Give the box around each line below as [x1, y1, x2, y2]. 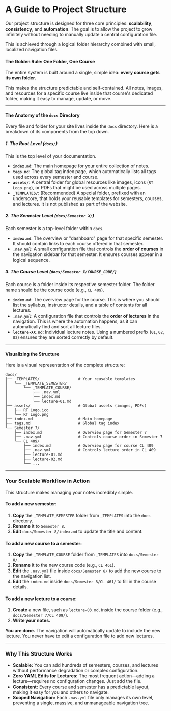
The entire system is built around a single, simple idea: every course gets [5, 70, 160, 76]
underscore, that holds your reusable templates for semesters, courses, [12, 195, 163, 202]
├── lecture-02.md [23, 457, 63, 462]
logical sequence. [12, 257, 50, 263]
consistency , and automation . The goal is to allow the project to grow [5, 25, 153, 32]
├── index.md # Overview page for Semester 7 [14, 430, 147, 435]
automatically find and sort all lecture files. [12, 324, 102, 330]
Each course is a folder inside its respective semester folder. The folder [5, 281, 155, 288]
